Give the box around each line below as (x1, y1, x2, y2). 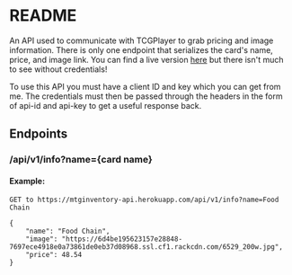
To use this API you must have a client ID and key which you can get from (9, 81, 281, 92)
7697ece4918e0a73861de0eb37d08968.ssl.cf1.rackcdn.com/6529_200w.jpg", (9, 243, 283, 252)
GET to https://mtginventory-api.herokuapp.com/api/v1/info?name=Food (9, 195, 279, 205)
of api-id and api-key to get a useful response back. (9, 100, 202, 111)
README (9, 5, 77, 26)
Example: (9, 175, 46, 186)
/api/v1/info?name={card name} (9, 154, 153, 166)
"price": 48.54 (25, 251, 83, 260)
